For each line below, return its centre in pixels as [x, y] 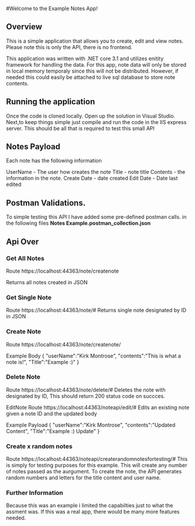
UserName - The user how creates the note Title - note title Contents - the [96, 172]
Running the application [51, 102]
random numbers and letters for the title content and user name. [83, 478]
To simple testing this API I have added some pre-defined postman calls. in [96, 217]
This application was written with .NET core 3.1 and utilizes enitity [85, 59]
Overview [24, 27]
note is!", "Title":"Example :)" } [43, 362]
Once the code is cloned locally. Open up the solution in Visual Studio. [91, 116]
